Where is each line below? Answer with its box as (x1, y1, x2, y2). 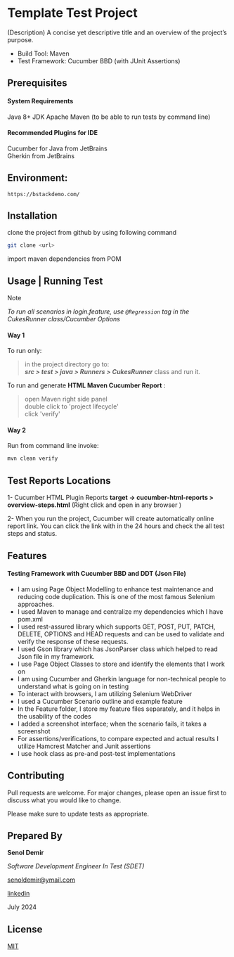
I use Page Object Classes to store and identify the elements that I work (17, 660, 225, 668)
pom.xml (17, 615, 44, 623)
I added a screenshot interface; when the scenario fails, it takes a (17, 719, 207, 728)
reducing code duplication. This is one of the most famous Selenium (17, 592, 216, 600)
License (7, 923, 43, 935)
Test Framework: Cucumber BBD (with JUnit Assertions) (17, 56, 181, 65)
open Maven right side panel (24, 395, 108, 404)
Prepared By (7, 830, 63, 842)
